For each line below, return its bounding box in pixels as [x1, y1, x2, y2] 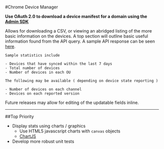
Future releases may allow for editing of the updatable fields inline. [5, 99, 139, 105]
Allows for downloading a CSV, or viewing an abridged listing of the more [5, 28, 152, 33]
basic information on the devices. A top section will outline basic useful [5, 33, 148, 39]
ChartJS [19, 133, 37, 139]
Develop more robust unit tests [12, 138, 75, 144]
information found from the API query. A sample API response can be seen [5, 38, 155, 44]
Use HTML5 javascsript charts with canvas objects [19, 128, 121, 134]
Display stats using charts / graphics [12, 123, 86, 129]
